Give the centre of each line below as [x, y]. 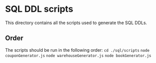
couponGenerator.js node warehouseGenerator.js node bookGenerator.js [78, 56]
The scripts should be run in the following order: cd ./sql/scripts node [77, 50]
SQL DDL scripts [39, 9]
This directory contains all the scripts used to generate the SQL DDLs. [76, 23]
